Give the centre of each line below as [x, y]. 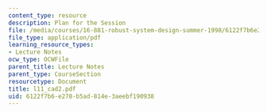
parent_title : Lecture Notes [56, 67]
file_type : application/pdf [55, 37]
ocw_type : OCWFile [39, 60]
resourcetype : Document [48, 81]
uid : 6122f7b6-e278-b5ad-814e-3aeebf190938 [81, 96]
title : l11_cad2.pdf [43, 89]
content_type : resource [48, 15]
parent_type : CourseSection [55, 74]
